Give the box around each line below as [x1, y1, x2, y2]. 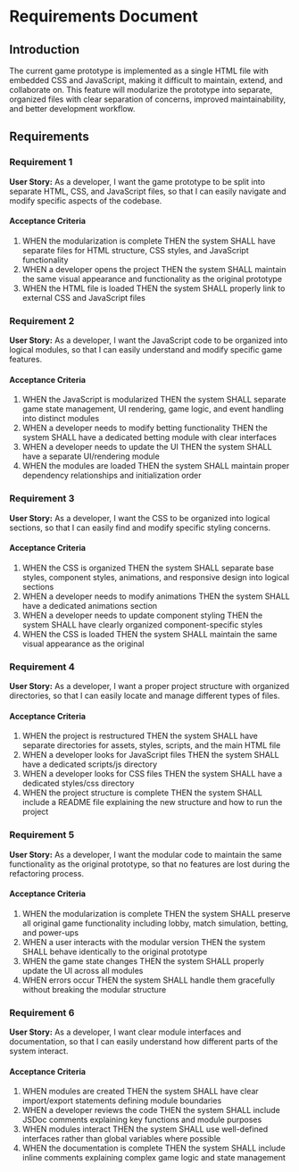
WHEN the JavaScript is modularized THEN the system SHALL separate [21, 395, 287, 405]
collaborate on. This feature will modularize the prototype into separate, [9, 85, 273, 95]
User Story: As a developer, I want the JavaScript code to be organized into [9, 335, 288, 345]
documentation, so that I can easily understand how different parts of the [9, 1036, 278, 1047]
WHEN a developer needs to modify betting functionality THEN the [21, 422, 268, 434]
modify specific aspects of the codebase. [9, 195, 162, 206]
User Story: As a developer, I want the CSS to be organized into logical [9, 512, 270, 523]
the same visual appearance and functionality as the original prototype [21, 273, 283, 284]
